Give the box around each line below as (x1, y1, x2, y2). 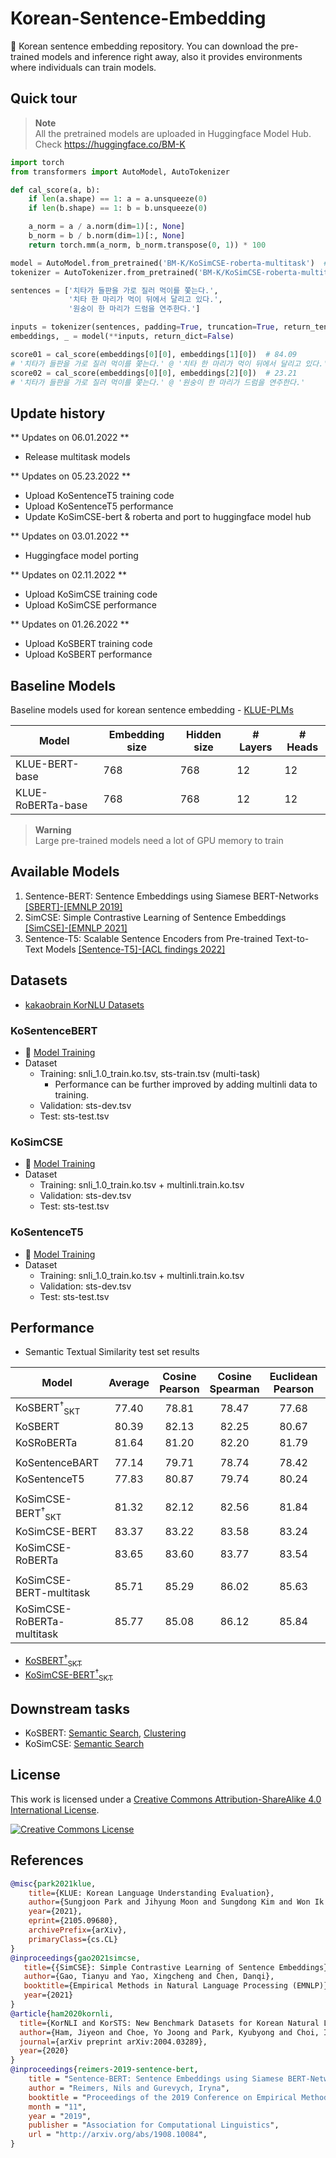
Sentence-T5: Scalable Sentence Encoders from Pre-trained (24, 932, 273, 944)
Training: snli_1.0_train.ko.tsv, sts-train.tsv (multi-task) (39, 1067, 261, 1079)
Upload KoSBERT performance (24, 648, 153, 661)
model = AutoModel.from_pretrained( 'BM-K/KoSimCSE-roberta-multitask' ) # (10, 258, 329, 268)
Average (108, 1376, 150, 1390)
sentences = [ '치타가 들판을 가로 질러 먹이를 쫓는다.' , (10, 285, 219, 296)
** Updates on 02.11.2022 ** (10, 569, 127, 581)
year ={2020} (19, 2046, 70, 2056)
